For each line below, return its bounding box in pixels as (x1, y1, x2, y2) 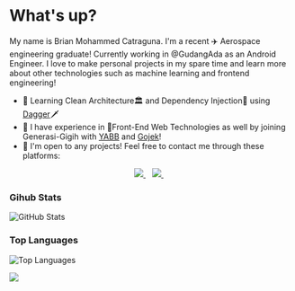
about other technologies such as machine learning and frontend (9, 67, 250, 78)
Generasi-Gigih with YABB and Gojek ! (22, 131, 162, 142)
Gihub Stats (9, 190, 62, 203)
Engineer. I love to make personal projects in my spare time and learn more (9, 57, 287, 68)
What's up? (9, 5, 97, 26)
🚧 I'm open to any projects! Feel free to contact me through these (22, 140, 264, 151)
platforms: (22, 150, 61, 161)
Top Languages (9, 234, 79, 247)
